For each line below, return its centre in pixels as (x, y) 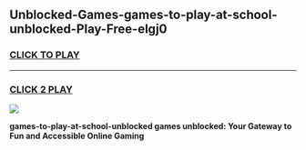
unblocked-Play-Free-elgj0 (88, 30)
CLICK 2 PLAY (41, 89)
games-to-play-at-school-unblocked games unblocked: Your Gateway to (151, 125)
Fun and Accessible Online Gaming (77, 135)
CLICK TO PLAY (45, 55)
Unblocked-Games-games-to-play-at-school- (143, 15)
